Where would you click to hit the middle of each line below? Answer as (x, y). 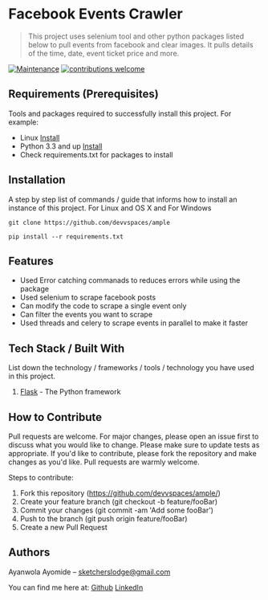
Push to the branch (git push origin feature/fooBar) (104, 518)
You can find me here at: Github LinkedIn (76, 587)
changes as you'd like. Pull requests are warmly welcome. (104, 462)
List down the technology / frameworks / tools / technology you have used (131, 368)
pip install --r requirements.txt (66, 237)
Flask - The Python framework (70, 392)
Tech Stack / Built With (67, 348)
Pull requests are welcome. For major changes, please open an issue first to (134, 436)
